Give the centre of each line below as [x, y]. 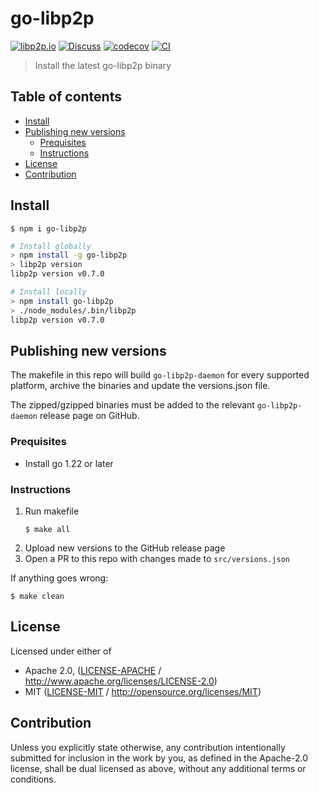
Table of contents [66, 97]
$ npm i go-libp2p [48, 228]
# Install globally [51, 246]
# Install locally [48, 292]
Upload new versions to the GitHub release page [125, 548]
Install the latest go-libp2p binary [103, 65]
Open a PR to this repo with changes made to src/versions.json [157, 558]
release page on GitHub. [89, 416]
